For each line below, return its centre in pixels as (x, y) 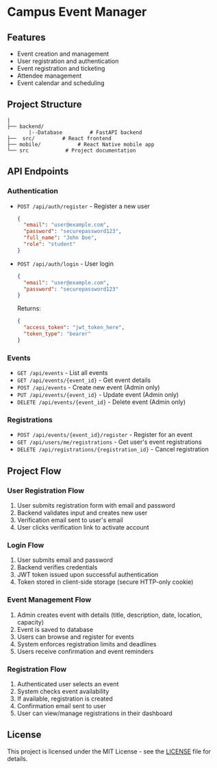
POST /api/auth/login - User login (65, 263)
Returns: (29, 308)
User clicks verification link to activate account (83, 528)
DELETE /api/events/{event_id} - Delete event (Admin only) (101, 402)
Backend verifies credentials (57, 567)
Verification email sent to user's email (70, 520)
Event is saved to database (55, 629)
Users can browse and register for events (76, 637)
